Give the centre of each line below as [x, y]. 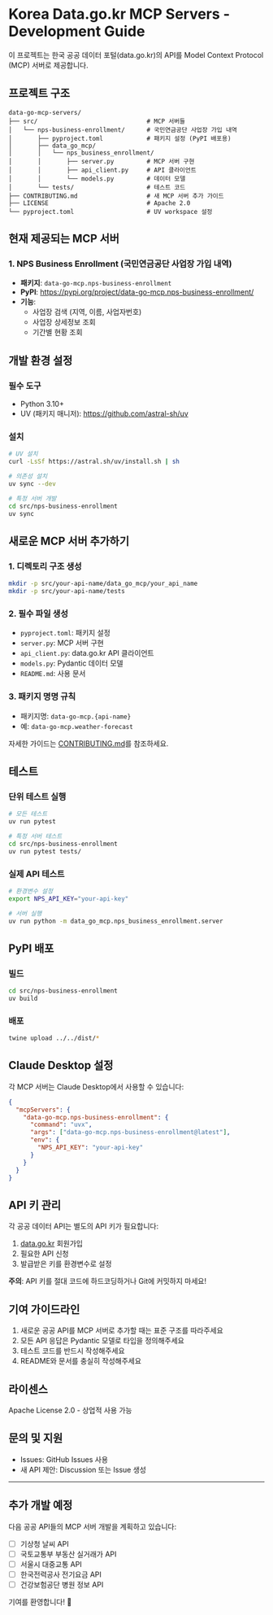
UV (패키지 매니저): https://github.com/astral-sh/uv [104, 414]
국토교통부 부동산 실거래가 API [68, 1554]
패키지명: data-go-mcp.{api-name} [76, 716]
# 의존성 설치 [28, 477]
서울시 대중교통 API [51, 1564]
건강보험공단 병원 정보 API [62, 1584]
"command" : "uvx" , [61, 1125]
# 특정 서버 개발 [32, 498]
